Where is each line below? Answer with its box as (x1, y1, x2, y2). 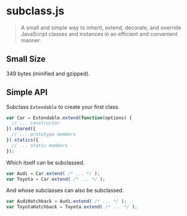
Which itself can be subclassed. (6, 159, 85, 166)
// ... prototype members (11, 132, 76, 138)
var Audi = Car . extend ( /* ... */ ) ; (6, 171, 100, 177)
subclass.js (6, 4, 65, 18)
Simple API (6, 87, 48, 98)
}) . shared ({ (6, 126, 36, 132)
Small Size (6, 54, 46, 64)
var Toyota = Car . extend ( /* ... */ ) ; (6, 176, 106, 182)
